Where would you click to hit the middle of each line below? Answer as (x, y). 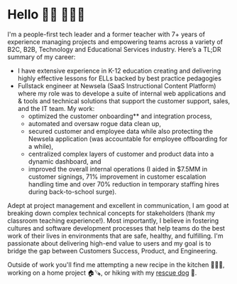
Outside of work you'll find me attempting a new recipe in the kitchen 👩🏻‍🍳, (116, 264)
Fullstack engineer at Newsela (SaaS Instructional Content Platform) (117, 85)
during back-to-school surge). (72, 191)
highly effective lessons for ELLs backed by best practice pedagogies (120, 78)
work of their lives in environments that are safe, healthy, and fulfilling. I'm (115, 236)
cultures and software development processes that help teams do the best (116, 228)
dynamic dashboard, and (65, 161)
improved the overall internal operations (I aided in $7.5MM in (118, 169)
